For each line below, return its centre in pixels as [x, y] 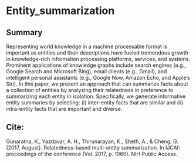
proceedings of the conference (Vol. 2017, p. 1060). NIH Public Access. [92, 154]
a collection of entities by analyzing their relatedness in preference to [90, 90]
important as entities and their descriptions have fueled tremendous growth [97, 53]
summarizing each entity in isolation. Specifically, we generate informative [96, 96]
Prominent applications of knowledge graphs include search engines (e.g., [96, 65]
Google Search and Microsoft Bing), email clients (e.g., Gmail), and [87, 71]
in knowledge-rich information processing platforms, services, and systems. [98, 59]
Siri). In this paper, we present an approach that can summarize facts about [97, 84]
